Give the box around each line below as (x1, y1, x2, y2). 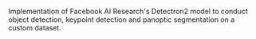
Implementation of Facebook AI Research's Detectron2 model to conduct (8, 7, 249, 16)
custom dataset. (8, 23, 61, 32)
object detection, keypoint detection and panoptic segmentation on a (8, 15, 235, 24)
